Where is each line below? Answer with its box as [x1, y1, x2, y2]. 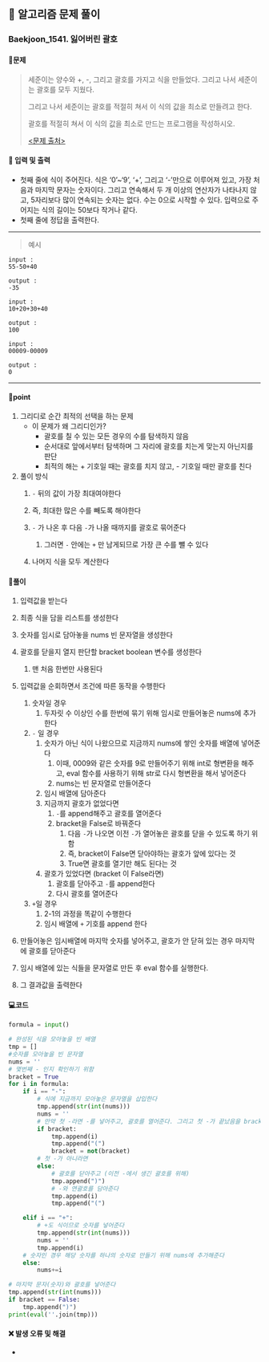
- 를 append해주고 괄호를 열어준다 [55, 809, 162, 819]
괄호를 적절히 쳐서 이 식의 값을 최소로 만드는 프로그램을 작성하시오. [27, 119, 235, 128]
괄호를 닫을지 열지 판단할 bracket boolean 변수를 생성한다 [19, 647, 203, 657]
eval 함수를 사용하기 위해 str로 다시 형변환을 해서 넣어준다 [66, 769, 247, 779]
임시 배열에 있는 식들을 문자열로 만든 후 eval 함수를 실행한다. [19, 963, 209, 973]
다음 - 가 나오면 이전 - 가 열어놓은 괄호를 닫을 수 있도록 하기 [67, 829, 250, 839]
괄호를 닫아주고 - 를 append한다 [55, 879, 155, 888]
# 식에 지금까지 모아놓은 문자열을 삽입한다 [37, 1095, 158, 1104]
